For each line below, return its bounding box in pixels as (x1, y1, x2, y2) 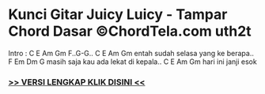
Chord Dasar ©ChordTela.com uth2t (8, 22, 252, 40)
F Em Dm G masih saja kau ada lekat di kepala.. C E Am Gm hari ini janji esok (8, 57, 257, 66)
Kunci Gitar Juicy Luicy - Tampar (8, 6, 228, 24)
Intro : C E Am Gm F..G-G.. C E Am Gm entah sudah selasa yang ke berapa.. (8, 48, 255, 58)
